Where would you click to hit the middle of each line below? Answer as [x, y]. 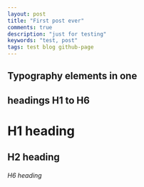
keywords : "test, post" [43, 41]
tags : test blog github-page [51, 47]
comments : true [30, 27]
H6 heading [25, 175]
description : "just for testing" [57, 34]
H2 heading [34, 157]
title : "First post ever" [46, 21]
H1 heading [41, 131]
